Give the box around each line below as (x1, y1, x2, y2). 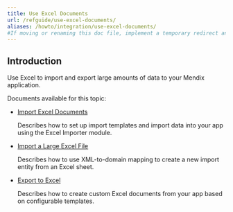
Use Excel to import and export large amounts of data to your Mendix (7, 73, 205, 82)
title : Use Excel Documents (7, 10, 89, 17)
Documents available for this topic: (7, 94, 107, 103)
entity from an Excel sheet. (17, 163, 94, 171)
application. (7, 81, 41, 89)
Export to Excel (17, 176, 61, 184)
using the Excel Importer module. (17, 129, 112, 137)
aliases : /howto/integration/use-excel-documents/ (7, 23, 157, 30)
